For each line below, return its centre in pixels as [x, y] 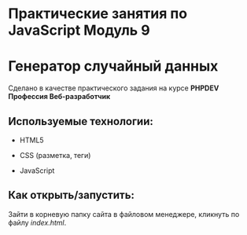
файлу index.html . [37, 222]
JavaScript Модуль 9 [79, 30]
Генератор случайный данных [113, 66]
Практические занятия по [98, 14]
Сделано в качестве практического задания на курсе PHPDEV [114, 88]
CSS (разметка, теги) [55, 155]
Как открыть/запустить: [72, 195]
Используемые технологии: [81, 121]
